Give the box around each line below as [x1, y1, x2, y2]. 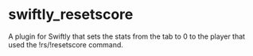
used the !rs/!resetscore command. [8, 39, 123, 49]
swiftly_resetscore [8, 6, 134, 24]
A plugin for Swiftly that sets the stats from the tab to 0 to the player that [8, 32, 245, 41]
